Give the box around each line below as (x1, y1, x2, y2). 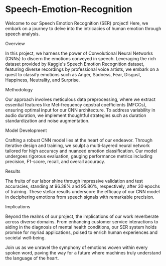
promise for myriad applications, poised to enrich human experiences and (5, 229, 158, 235)
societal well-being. (5, 234, 46, 240)
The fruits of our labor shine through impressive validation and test (5, 178, 143, 184)
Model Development (5, 127, 47, 134)
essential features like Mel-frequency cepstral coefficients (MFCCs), (5, 101, 147, 107)
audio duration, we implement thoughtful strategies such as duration (5, 112, 146, 118)
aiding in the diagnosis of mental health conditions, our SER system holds (5, 224, 157, 230)
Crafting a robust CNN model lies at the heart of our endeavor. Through (5, 137, 153, 143)
